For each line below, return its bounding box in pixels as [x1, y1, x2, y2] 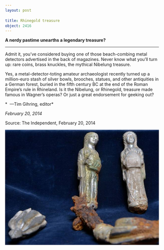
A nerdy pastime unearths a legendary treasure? [5, 37, 106, 43]
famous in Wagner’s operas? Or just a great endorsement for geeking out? [5, 92, 154, 97]
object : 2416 [5, 23, 32, 28]
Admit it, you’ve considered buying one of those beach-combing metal [5, 51, 147, 57]
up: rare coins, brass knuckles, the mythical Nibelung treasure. [5, 61, 131, 68]
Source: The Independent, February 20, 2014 [5, 120, 96, 126]
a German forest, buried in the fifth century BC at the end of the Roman [5, 81, 148, 87]
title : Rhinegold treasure [5, 18, 60, 23]
